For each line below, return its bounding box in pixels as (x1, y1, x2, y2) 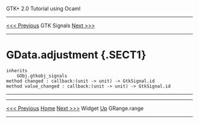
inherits (6, 67, 28, 73)
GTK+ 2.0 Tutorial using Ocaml (6, 5, 81, 12)
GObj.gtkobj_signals (17, 73, 68, 79)
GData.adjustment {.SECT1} (6, 48, 146, 61)
